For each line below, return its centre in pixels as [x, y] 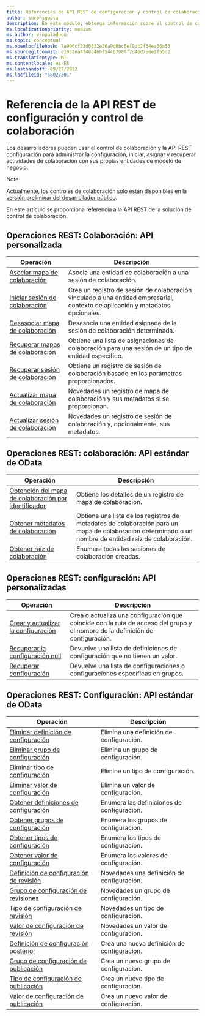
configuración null [35, 656]
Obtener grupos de [37, 820]
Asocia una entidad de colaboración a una [128, 272]
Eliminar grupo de [35, 750]
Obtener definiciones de [44, 803]
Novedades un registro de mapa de [119, 391]
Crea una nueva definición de [142, 944]
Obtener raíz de [32, 549]
